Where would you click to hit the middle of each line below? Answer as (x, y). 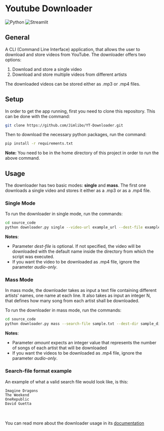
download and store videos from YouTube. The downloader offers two (76, 54)
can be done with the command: (38, 116)
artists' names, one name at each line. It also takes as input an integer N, (78, 296)
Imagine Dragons (21, 391)
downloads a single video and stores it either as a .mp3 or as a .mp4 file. (78, 191)
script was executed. (33, 257)
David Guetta (18, 404)
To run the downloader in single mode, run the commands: (64, 214)
